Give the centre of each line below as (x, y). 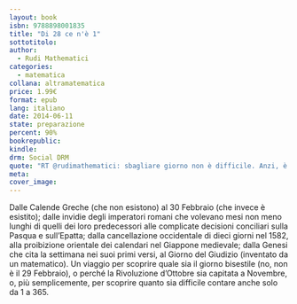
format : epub (33, 100)
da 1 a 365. (29, 292)
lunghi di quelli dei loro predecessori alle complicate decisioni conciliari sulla (148, 226)
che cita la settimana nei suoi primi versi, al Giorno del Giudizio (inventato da (149, 254)
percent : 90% (33, 133)
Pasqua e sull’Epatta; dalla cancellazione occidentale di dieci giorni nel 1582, (149, 236)
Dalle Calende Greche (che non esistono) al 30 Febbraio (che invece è (137, 207)
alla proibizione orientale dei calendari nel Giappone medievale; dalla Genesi (148, 246)
